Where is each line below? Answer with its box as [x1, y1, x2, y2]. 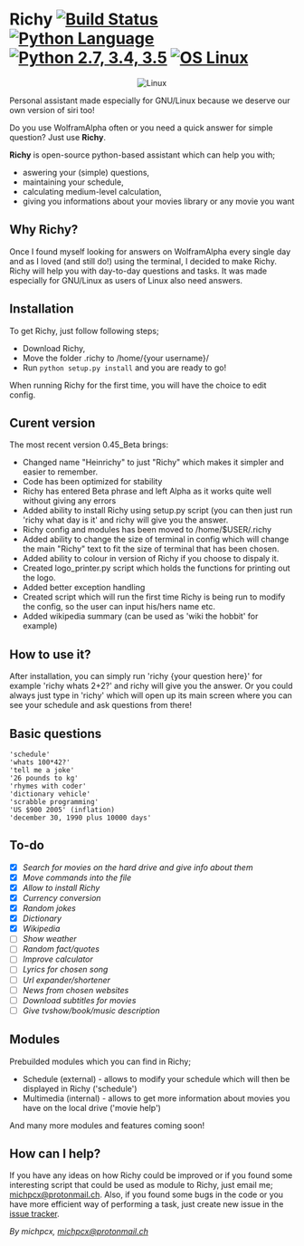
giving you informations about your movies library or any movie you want [22, 196, 295, 206]
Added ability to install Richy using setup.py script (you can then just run [22, 505, 293, 516]
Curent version [9, 415, 96, 430]
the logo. [22, 572, 56, 583]
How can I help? [9, 1145, 101, 1161]
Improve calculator [22, 954, 93, 964]
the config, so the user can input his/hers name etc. [22, 601, 215, 612]
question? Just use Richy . [9, 131, 107, 142]
